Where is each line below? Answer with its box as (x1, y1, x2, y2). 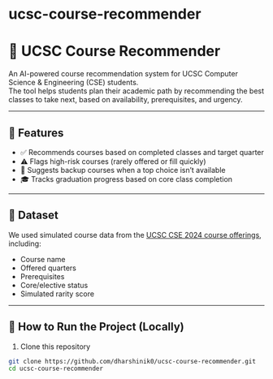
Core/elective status (19, 280, 89, 290)
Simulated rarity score (19, 289, 95, 299)
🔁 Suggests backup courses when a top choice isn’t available (19, 165, 226, 174)
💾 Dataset (8, 209, 59, 222)
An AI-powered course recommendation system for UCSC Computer (8, 69, 238, 79)
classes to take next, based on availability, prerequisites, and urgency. (8, 95, 243, 105)
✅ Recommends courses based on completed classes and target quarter (19, 147, 264, 157)
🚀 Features (8, 126, 64, 140)
